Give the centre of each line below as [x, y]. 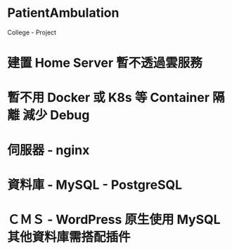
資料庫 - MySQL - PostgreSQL [95, 185]
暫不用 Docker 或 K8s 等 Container [108, 98]
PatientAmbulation [63, 13]
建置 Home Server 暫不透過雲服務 [105, 63]
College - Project [32, 32]
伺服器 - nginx [49, 150]
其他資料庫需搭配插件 [69, 237]
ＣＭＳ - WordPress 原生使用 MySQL [114, 219]
